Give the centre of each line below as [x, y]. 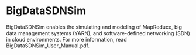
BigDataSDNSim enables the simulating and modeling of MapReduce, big [94, 27]
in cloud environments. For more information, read [66, 39]
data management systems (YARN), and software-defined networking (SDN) [98, 33]
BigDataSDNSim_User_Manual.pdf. [48, 46]
